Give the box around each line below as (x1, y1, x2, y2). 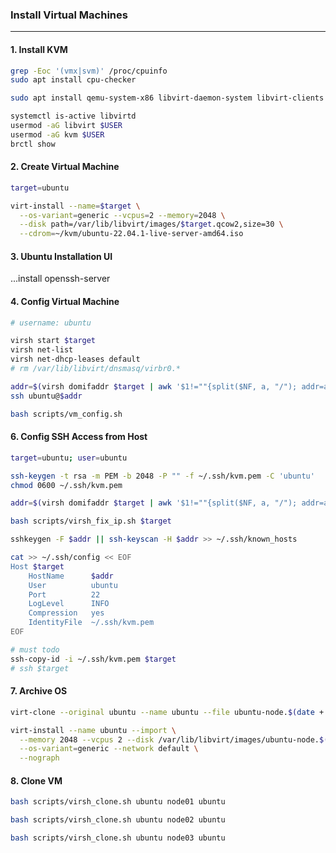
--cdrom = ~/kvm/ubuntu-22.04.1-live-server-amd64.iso (19, 229, 244, 239)
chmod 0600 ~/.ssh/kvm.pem (10, 480, 123, 490)
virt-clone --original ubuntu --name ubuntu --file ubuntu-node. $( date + (10, 707, 325, 717)
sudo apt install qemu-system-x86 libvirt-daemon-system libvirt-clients (10, 93, 325, 103)
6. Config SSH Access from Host (10, 431, 148, 443)
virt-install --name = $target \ (10, 201, 141, 211)
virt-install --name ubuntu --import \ (10, 725, 177, 735)
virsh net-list (10, 345, 74, 355)
